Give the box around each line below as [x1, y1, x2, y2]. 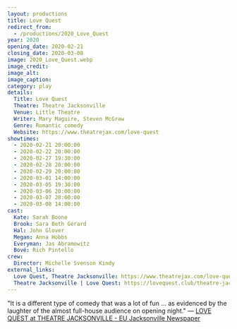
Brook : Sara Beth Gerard [13, 220, 87, 227]
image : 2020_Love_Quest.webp [7, 56, 93, 64]
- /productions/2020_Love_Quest [13, 30, 109, 37]
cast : [7, 208, 23, 215]
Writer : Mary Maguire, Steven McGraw [13, 115, 125, 122]
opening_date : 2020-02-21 [7, 43, 83, 50]
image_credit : [7, 63, 49, 70]
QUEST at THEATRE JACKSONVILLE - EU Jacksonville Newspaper [7, 313, 201, 322]
